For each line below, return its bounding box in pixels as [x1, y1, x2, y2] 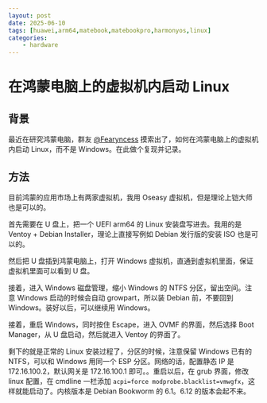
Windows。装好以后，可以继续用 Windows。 [8, 303, 155, 312]
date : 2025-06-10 [8, 19, 66, 27]
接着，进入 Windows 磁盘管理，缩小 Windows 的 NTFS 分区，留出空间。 [8, 283, 246, 293]
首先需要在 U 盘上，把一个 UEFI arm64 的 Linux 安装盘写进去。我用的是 [8, 219, 242, 229]
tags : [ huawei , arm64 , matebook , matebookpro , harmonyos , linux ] [8, 26, 212, 34]
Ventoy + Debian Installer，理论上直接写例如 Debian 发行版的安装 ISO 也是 [8, 229, 252, 238]
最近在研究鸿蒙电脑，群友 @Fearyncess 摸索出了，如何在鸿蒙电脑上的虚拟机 [8, 134, 259, 144]
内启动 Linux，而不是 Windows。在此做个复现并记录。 [8, 145, 186, 154]
